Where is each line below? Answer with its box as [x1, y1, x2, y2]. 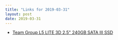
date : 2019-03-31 [5, 16, 41, 21]
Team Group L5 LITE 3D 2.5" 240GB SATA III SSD [12, 30, 113, 36]
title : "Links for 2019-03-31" [5, 7, 70, 12]
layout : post [5, 12, 32, 17]
